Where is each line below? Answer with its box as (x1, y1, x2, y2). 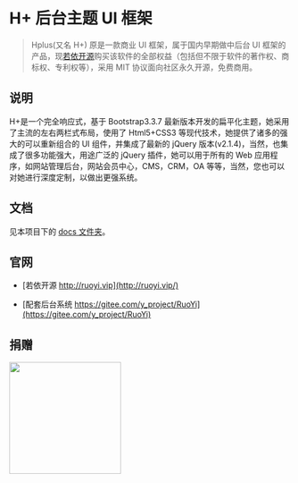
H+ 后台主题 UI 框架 (9, 8, 153, 29)
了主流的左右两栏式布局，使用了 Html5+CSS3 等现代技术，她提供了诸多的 (9, 127, 281, 138)
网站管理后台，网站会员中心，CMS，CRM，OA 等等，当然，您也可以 (32, 160, 286, 171)
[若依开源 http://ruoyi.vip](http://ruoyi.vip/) (21, 280, 179, 291)
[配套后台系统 (21, 299, 73, 309)
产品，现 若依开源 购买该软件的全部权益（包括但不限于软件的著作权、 (30, 50, 282, 61)
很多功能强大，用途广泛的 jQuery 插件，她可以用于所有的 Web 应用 (24, 149, 270, 160)
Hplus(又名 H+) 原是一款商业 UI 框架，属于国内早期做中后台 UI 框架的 (30, 39, 286, 50)
